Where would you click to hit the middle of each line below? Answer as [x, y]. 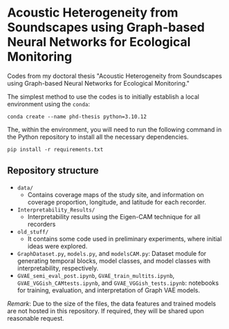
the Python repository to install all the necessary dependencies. [98, 137]
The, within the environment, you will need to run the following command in [114, 129]
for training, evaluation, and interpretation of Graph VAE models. [109, 290]
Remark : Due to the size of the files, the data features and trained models [112, 303]
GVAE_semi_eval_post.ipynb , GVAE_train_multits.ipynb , [96, 275]
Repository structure [53, 171]
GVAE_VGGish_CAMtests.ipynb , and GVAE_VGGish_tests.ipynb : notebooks [118, 283]
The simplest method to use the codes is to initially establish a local [103, 96]
